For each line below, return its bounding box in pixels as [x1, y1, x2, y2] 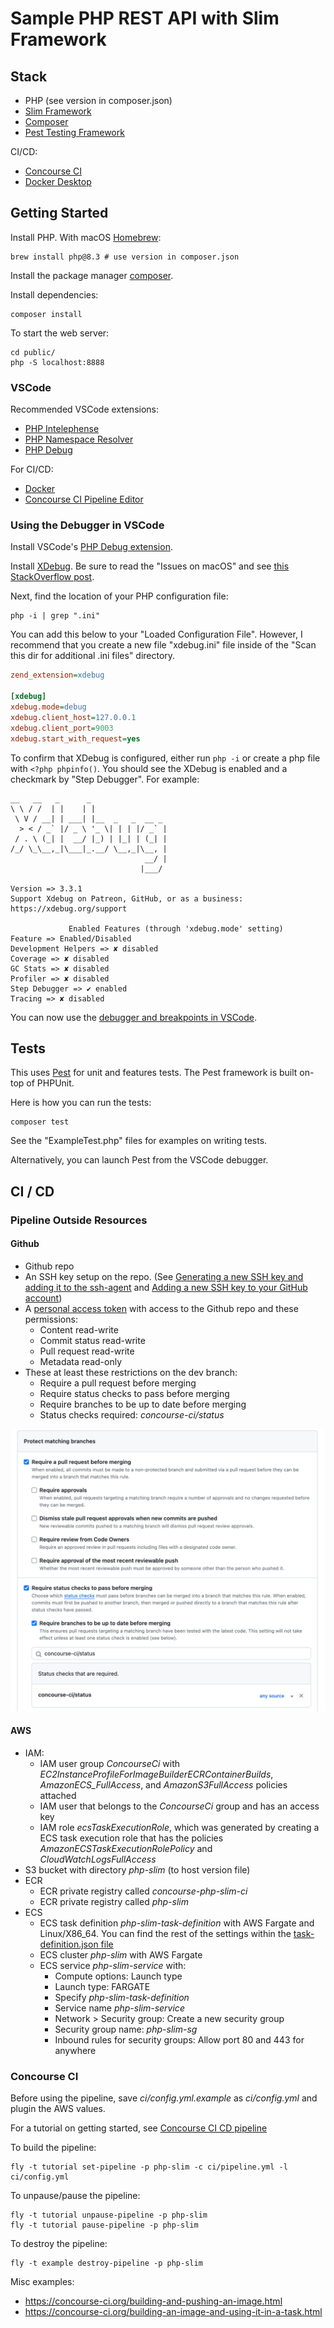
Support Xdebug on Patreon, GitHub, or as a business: [10, 893, 244, 904]
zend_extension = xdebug [10, 670, 105, 681]
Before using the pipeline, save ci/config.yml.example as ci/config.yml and [10, 2092, 318, 2104]
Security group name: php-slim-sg [54, 2023, 198, 2035]
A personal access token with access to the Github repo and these [24, 1302, 299, 1314]
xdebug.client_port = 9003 [10, 723, 114, 733]
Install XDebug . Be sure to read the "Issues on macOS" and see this [10, 560, 290, 572]
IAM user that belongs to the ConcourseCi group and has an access [39, 1800, 320, 1812]
